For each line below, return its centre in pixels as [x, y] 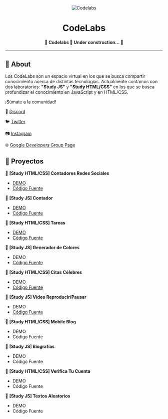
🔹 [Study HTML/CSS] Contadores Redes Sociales [57, 173]
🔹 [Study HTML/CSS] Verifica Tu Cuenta [48, 371]
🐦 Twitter [15, 122]
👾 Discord [15, 112]
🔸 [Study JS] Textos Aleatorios [38, 396]
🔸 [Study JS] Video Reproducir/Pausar [46, 297]
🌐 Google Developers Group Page [40, 145]
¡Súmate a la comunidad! [31, 102]
